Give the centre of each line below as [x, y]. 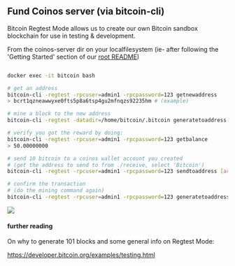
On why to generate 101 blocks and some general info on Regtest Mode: [111, 242]
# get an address [33, 88]
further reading [30, 226]
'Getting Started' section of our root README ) [73, 57]
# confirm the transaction [47, 184]
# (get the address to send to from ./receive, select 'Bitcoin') [106, 165]
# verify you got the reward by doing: [65, 133]
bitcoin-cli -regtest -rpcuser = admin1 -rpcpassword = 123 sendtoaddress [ [115, 171]
